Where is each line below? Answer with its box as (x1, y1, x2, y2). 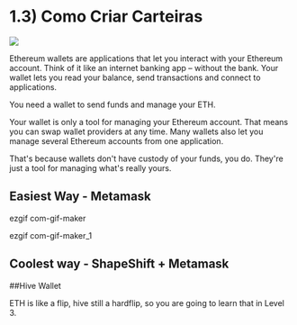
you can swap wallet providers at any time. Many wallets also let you (9, 126, 264, 137)
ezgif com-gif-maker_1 (9, 230, 93, 240)
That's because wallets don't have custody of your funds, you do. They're (9, 153, 283, 164)
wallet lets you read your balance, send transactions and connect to (9, 72, 261, 83)
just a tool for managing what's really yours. (9, 162, 172, 173)
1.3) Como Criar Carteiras (9, 6, 203, 27)
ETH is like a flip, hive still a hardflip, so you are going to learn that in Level (9, 297, 285, 308)
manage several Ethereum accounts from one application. (9, 135, 224, 146)
